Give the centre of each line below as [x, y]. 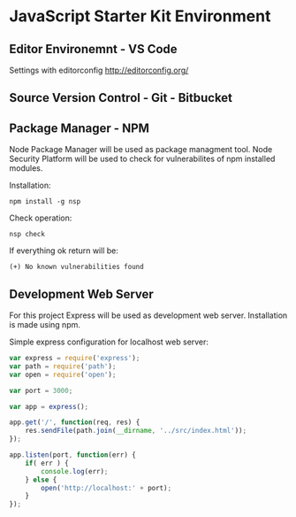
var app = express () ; [49, 406]
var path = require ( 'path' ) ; [63, 366]
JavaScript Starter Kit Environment [140, 16]
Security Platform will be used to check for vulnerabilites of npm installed [142, 159]
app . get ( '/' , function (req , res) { [75, 422]
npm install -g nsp [45, 202]
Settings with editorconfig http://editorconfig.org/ [99, 70]
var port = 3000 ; [41, 390]
